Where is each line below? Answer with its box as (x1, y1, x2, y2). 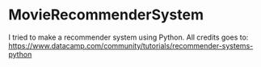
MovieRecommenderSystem (8, 6, 204, 24)
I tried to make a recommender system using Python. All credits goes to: (8, 32, 249, 42)
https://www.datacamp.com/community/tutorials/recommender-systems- (8, 40, 254, 50)
